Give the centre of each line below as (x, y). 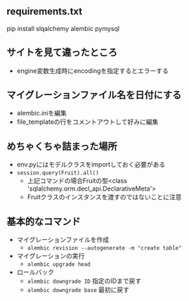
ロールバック (35, 272)
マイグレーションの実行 (51, 256)
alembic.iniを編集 (42, 113)
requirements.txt (45, 12)
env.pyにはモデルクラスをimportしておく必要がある (91, 165)
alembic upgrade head (59, 264)
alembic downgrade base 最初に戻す (78, 290)
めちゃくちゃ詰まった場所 (62, 146)
